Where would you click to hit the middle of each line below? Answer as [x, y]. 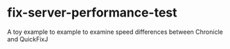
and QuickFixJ [28, 39]
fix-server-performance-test [92, 13]
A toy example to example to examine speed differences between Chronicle [115, 32]
